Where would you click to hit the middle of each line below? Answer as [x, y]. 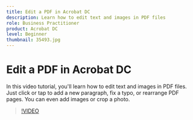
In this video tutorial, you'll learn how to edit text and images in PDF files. [96, 86]
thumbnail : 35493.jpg [33, 40]
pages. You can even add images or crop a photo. [68, 99]
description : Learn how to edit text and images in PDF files [86, 17]
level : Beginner [27, 34]
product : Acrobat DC [32, 29]
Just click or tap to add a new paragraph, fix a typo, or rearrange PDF [93, 93]
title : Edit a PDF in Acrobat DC [48, 12]
